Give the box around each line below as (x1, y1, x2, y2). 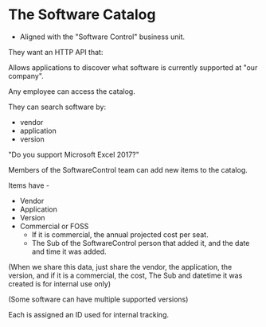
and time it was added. (31, 247, 107, 256)
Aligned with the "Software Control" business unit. (19, 32, 186, 41)
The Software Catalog (8, 6, 156, 24)
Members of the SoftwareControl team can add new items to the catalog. (8, 165, 248, 174)
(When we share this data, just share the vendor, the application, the (8, 262, 233, 271)
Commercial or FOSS (19, 221, 89, 231)
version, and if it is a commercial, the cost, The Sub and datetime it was (8, 271, 243, 280)
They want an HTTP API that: (8, 47, 104, 56)
